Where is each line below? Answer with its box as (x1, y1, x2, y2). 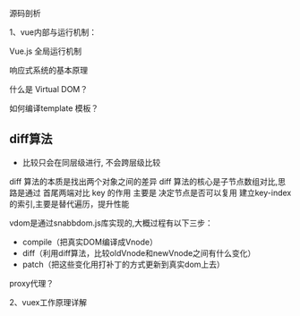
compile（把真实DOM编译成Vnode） (21, 236, 159, 247)
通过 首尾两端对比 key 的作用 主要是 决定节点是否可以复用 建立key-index (24, 187, 292, 198)
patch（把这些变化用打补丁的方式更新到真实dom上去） (21, 259, 226, 269)
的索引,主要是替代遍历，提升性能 (9, 198, 130, 209)
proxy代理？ (9, 278, 55, 288)
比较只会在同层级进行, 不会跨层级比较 (21, 157, 161, 167)
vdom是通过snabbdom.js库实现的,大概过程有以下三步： (9, 218, 213, 228)
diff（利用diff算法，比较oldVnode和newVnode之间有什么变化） (21, 247, 256, 258)
